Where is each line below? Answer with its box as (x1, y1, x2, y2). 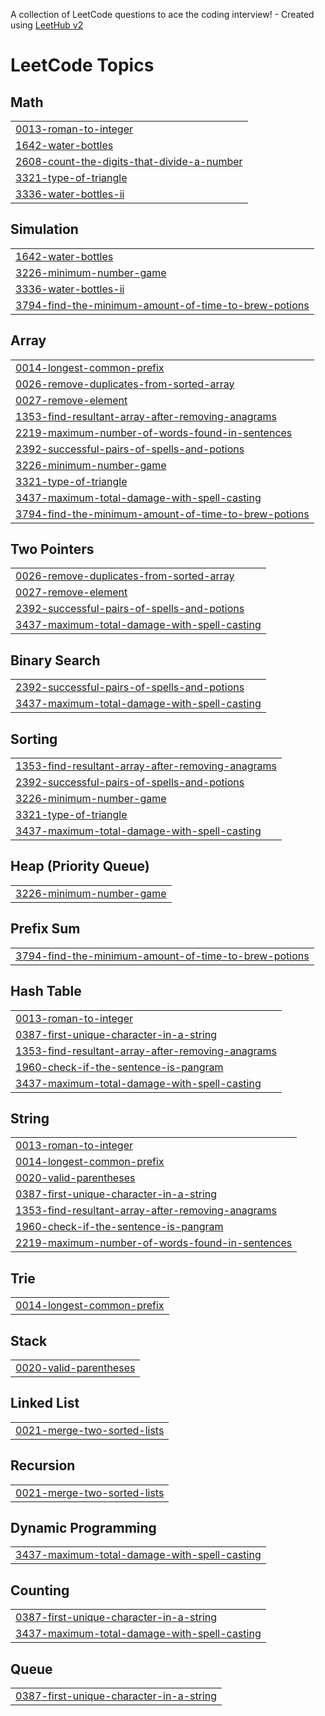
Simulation (10, 221, 79, 238)
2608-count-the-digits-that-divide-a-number (15, 155, 243, 168)
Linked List (10, 1395, 80, 1412)
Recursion (10, 1457, 76, 1474)
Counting (10, 1582, 70, 1599)
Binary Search (10, 652, 101, 669)
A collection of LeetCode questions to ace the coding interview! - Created (10, 9, 315, 20)
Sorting (10, 730, 58, 748)
